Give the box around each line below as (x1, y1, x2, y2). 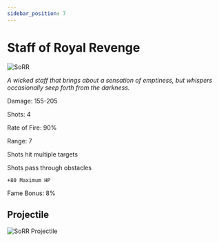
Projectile (7, 208, 50, 221)
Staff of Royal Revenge (7, 39, 140, 55)
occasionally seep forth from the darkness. (7, 83, 130, 92)
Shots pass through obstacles (7, 163, 92, 172)
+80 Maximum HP (7, 177, 51, 183)
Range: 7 (7, 137, 32, 145)
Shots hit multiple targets (7, 150, 78, 159)
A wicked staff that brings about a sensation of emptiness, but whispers (7, 76, 213, 84)
